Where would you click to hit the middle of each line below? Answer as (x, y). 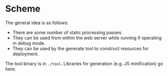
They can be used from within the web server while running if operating (87, 38)
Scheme (23, 9)
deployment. (25, 54)
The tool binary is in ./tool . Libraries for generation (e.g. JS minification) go (84, 63)
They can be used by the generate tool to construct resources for (80, 48)
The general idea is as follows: (37, 23)
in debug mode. (29, 43)
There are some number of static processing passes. (67, 32)
